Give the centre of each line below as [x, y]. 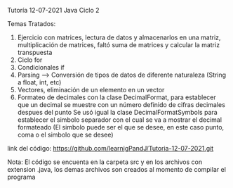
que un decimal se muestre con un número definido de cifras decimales [121, 105]
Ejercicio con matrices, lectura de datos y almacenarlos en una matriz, [119, 37]
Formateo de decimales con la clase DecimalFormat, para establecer [116, 97]
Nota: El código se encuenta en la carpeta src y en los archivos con [105, 162]
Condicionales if [41, 67]
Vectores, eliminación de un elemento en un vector [91, 90]
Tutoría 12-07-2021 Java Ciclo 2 [53, 10]
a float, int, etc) [39, 82]
